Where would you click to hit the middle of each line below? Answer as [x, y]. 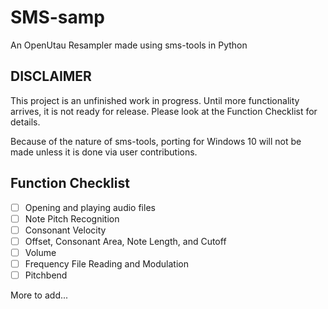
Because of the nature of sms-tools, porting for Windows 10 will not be [156, 141]
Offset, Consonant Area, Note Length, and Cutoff [125, 241]
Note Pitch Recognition [72, 218]
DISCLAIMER [51, 76]
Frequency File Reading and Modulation [106, 263]
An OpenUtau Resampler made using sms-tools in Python [129, 45]
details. [25, 122]
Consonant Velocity [65, 230]
